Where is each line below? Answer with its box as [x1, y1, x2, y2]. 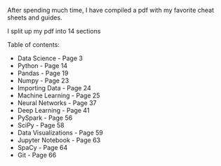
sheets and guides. [7, 13, 62, 22]
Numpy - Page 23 [17, 76, 69, 85]
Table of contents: [7, 41, 60, 48]
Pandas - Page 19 [17, 69, 69, 77]
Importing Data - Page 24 [17, 84, 91, 92]
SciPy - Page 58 [17, 121, 65, 129]
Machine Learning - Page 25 [17, 91, 100, 99]
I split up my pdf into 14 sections [7, 27, 101, 35]
